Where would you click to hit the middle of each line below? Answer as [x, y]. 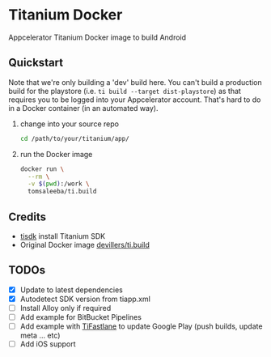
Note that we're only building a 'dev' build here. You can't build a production [135, 82]
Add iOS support [48, 344]
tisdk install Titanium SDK [63, 236]
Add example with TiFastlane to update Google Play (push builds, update [141, 326]
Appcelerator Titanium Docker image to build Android [97, 37]
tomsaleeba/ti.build [62, 192]
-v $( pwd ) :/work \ [59, 184]
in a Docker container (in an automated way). [83, 108]
